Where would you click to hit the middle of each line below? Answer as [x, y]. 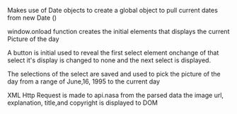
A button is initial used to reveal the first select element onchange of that [113, 53]
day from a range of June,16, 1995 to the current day [84, 81]
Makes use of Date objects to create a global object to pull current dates [112, 10]
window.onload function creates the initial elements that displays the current [118, 32]
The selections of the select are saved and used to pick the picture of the [114, 74]
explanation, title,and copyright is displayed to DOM [82, 103]
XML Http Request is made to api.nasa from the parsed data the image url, [116, 95]
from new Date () [32, 18]
